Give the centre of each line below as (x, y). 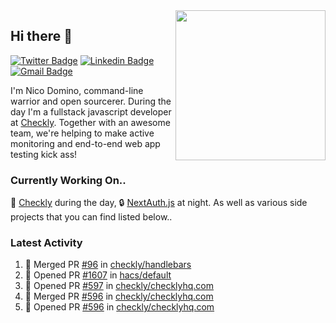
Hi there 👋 (41, 36)
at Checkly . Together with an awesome (90, 122)
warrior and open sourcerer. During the (91, 101)
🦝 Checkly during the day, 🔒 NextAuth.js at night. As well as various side (159, 203)
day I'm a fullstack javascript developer (91, 111)
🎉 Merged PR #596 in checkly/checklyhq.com (119, 296)
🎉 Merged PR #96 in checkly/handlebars (108, 265)
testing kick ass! (44, 154)
